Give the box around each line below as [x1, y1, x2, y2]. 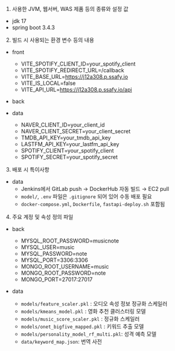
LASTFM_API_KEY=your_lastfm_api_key [21, 141, 119, 147]
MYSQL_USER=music [21, 244, 75, 250]
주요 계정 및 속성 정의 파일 [11, 213, 74, 220]
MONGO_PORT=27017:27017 [21, 276, 93, 283]
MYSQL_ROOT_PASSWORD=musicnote [21, 237, 119, 244]
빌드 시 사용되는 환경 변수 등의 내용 [11, 36, 95, 44]
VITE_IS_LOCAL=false [21, 79, 76, 87]
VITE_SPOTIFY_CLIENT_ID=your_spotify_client [21, 60, 136, 67]
